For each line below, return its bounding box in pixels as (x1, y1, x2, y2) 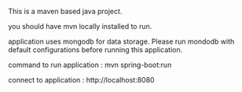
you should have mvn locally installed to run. (8, 22, 152, 30)
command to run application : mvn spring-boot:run (8, 60, 172, 69)
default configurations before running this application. (8, 45, 183, 54)
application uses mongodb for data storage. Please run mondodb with (8, 37, 235, 46)
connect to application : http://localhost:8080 (8, 76, 155, 84)
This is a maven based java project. (8, 7, 123, 16)
